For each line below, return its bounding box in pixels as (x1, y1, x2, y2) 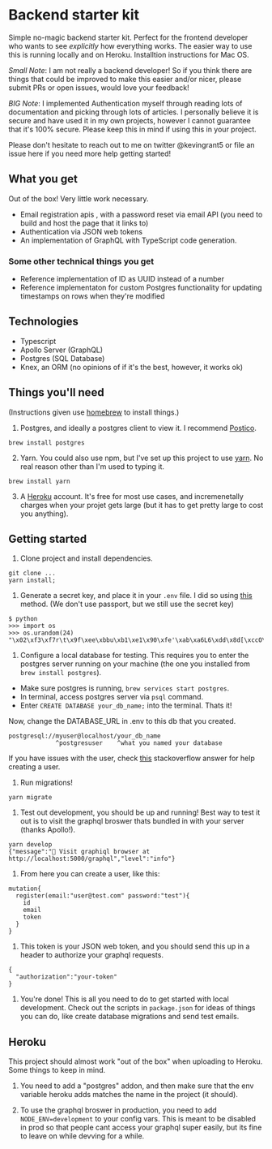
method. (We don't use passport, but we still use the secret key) (19, 599, 235, 609)
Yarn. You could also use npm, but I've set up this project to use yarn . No (19, 453, 264, 463)
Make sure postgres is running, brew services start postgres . (19, 683, 230, 693)
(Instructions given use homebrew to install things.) (8, 407, 180, 417)
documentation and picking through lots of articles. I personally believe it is (8, 107, 259, 117)
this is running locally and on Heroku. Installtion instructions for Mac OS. (8, 49, 249, 59)
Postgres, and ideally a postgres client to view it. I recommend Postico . (19, 423, 257, 432)
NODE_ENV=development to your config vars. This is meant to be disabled (19, 1114, 257, 1124)
